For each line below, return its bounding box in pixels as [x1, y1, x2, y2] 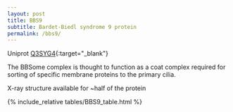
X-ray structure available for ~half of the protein [7, 84, 146, 92]
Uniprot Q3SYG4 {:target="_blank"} [7, 49, 109, 58]
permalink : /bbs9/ [7, 30, 61, 37]
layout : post [7, 10, 46, 18]
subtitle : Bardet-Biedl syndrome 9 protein [7, 23, 137, 30]
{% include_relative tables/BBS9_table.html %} [7, 98, 143, 106]
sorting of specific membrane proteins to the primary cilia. [7, 70, 176, 79]
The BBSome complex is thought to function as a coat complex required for [7, 63, 226, 71]
